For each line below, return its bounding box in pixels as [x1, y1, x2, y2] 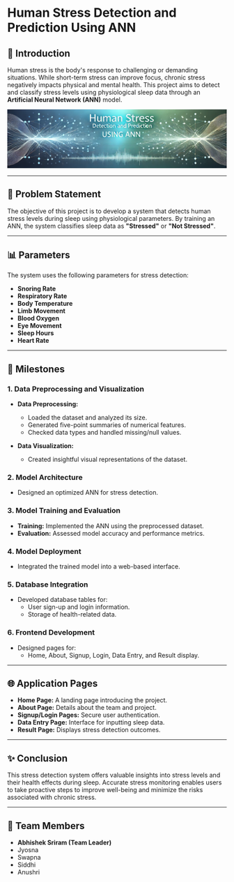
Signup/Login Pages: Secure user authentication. [17, 711, 160, 719]
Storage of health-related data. [27, 610, 117, 619]
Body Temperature [17, 300, 73, 308]
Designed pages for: [17, 643, 77, 652]
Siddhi [17, 860, 36, 869]
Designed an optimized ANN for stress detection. [17, 488, 159, 497]
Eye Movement [17, 322, 62, 330]
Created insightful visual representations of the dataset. [27, 455, 188, 464]
